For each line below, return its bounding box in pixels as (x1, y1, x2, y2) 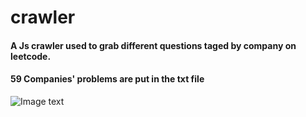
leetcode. (10, 50, 52, 62)
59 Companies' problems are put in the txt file (10, 73, 205, 85)
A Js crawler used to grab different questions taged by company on (10, 39, 297, 51)
